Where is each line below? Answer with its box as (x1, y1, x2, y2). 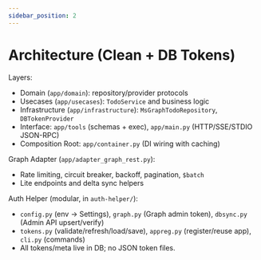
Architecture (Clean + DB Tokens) (8, 45, 235, 64)
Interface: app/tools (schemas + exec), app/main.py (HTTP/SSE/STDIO (19, 121, 253, 132)
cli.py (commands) (19, 234, 85, 244)
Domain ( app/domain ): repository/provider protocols (19, 88, 189, 97)
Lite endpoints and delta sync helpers (19, 178, 144, 187)
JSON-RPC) (19, 130, 60, 140)
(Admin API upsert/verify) (19, 217, 105, 227)
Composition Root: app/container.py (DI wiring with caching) (19, 139, 221, 148)
